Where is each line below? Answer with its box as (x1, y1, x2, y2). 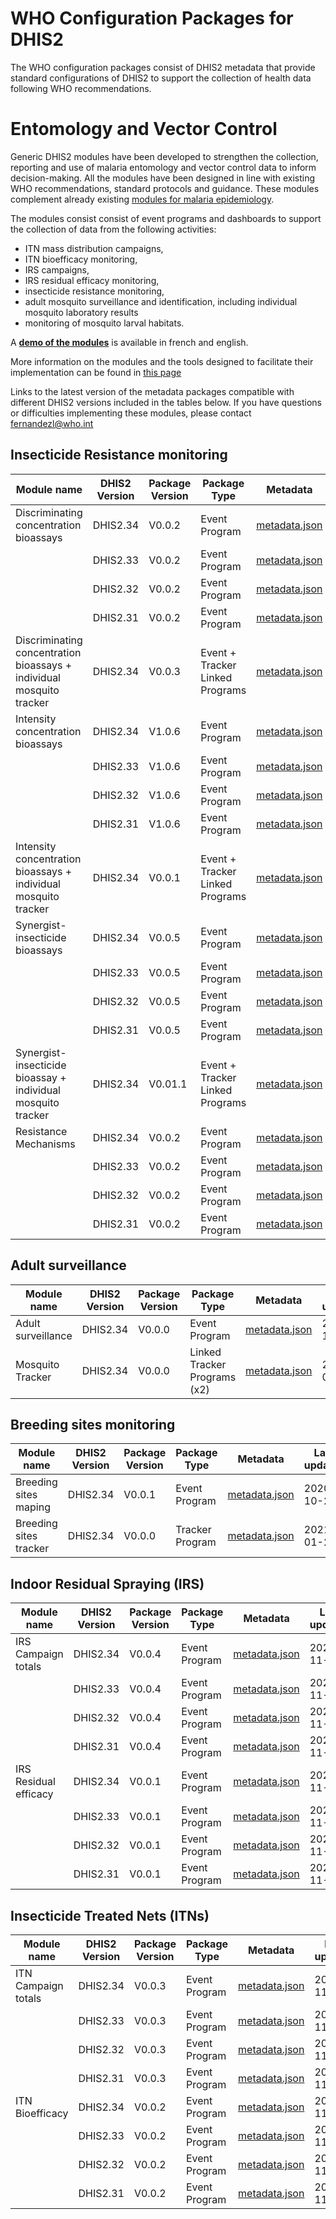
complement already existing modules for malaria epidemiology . (10, 193, 275, 205)
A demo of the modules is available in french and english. (10, 336, 249, 348)
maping (15, 1500, 51, 1514)
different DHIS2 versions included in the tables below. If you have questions (10, 396, 322, 408)
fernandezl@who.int (10, 417, 94, 429)
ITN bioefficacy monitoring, (24, 253, 138, 265)
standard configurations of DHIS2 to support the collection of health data (10, 72, 312, 84)
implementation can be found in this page (10, 366, 182, 378)
